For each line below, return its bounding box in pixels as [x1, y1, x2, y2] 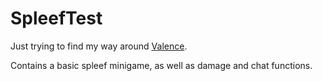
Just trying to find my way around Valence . [10, 40, 188, 52]
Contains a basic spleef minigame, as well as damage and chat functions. [10, 59, 313, 71]
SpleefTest [10, 7, 103, 30]
